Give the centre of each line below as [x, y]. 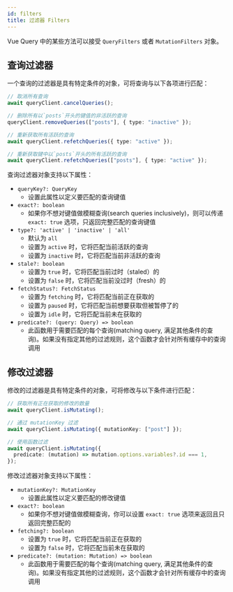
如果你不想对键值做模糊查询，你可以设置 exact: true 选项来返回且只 [126, 514]
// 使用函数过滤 [28, 442]
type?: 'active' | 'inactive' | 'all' [74, 231]
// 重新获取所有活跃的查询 [41, 135]
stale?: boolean [41, 264]
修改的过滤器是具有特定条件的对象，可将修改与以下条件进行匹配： [102, 390]
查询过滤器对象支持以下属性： [50, 175]
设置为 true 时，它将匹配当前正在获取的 [85, 539]
